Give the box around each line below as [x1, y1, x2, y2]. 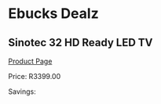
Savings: [8, 87, 37, 96]
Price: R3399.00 [8, 72, 61, 81]
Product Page [8, 56, 53, 66]
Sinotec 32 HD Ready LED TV [8, 36, 153, 49]
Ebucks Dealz [8, 5, 100, 23]
